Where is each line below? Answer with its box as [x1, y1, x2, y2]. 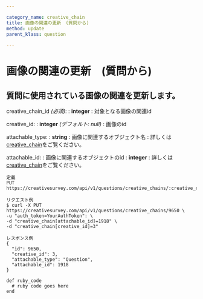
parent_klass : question [6, 31, 66, 37]
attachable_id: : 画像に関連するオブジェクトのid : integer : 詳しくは [6, 154, 173, 161]
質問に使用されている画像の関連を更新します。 [6, 90, 180, 101]
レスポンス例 [6, 235, 34, 241]
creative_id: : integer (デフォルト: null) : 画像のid [6, 121, 127, 128]
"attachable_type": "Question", [11, 257, 94, 263]
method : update [6, 25, 45, 32]
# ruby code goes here [11, 283, 69, 289]
